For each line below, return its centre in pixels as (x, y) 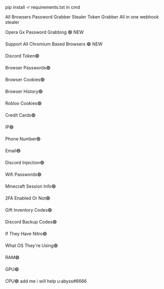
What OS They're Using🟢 (32, 246)
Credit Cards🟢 (20, 115)
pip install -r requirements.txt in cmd (43, 7)
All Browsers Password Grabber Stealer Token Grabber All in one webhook (82, 17)
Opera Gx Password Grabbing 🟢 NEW (44, 32)
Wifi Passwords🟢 (23, 174)
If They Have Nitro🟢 (26, 234)
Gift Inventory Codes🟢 (29, 210)
